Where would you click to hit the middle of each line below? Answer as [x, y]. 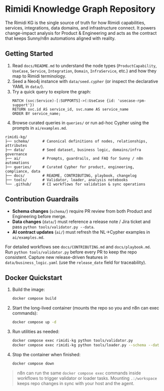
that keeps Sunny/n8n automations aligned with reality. [60, 38]
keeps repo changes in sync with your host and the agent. [76, 383]
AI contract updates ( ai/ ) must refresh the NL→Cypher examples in [81, 232]
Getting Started [29, 54]
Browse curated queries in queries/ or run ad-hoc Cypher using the [81, 123]
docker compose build [34, 299]
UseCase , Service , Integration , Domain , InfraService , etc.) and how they [84, 71]
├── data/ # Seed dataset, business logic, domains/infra [73, 150]
